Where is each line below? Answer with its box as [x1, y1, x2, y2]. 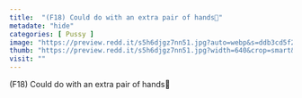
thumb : [9, 46, 34, 55]
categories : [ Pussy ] [9, 29, 94, 38]
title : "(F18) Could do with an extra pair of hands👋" [9, 12, 223, 22]
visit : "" [9, 54, 47, 63]
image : [9, 37, 34, 47]
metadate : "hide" [9, 21, 75, 30]
